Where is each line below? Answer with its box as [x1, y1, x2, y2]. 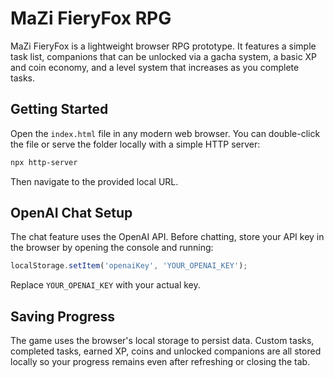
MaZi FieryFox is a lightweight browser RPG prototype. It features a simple [10, 40, 317, 52]
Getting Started [10, 101, 109, 118]
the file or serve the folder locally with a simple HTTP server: [10, 138, 261, 150]
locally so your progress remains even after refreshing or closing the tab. [10, 356, 311, 368]
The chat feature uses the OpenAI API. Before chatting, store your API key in [10, 231, 325, 243]
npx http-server [10, 157, 78, 167]
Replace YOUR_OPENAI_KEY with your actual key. [10, 279, 201, 291]
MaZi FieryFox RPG [10, 7, 172, 30]
